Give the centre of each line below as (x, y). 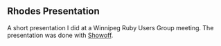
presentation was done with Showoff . (60, 35)
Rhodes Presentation (54, 11)
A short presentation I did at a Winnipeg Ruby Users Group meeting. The (110, 27)
